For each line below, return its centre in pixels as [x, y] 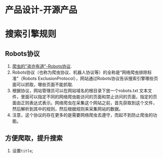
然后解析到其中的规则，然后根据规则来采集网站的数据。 [67, 109]
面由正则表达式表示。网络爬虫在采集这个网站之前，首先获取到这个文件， [84, 103]
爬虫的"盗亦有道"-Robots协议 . [42, 66]
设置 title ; [22, 151]
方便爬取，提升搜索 [34, 138]
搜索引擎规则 [31, 34]
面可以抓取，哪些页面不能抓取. [43, 85]
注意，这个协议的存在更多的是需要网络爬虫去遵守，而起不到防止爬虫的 [82, 115]
